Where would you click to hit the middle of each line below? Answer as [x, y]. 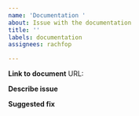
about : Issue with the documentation [70, 23]
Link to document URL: [46, 74]
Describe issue [33, 89]
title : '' [24, 30]
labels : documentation [45, 37]
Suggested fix [31, 104]
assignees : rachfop [40, 45]
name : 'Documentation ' [47, 15]
